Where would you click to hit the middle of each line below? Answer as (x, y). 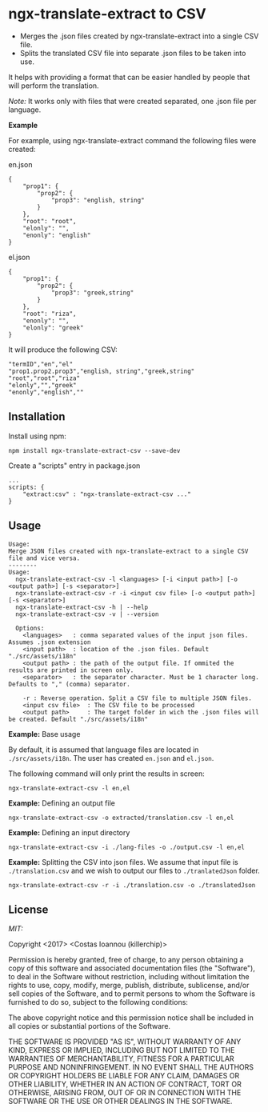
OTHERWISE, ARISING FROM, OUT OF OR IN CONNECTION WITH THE (125, 1093)
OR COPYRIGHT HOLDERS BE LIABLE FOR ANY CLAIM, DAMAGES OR (124, 1076)
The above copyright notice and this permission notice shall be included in (131, 1018)
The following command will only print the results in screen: (107, 774)
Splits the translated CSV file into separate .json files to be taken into (133, 53)
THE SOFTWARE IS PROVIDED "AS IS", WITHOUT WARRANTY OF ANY (125, 1042)
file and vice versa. (44, 558)
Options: (30, 628)
